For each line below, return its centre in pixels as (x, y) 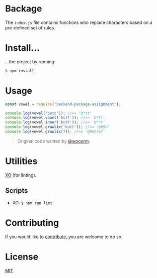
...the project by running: (30, 62)
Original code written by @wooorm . (54, 141)
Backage (24, 9)
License (22, 257)
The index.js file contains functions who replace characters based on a (79, 22)
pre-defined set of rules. (30, 27)
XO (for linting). (21, 175)
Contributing (32, 223)
